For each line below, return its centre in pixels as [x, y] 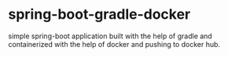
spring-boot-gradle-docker [99, 14]
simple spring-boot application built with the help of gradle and [110, 36]
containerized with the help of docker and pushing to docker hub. [114, 44]
